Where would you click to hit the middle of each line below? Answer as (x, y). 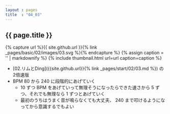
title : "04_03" (24, 15)
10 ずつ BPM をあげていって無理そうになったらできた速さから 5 (87, 88)
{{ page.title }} (29, 35)
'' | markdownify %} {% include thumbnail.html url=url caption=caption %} (84, 58)
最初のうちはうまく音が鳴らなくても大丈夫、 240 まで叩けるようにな (93, 100)
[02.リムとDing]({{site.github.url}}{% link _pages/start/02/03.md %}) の (88, 68)
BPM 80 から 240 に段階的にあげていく (54, 81)
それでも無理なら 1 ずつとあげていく (67, 94)
